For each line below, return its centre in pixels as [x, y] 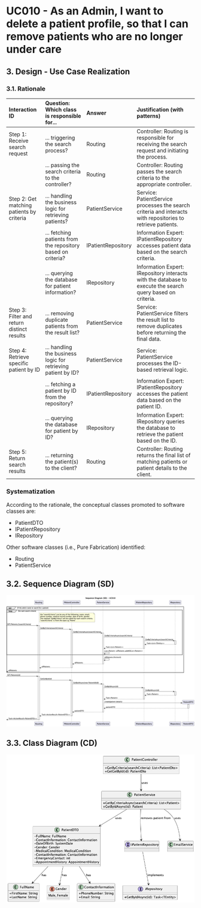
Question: [57, 103]
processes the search [163, 205]
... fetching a [60, 384]
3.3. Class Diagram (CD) [52, 743]
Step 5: [18, 452]
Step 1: [18, 135]
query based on [156, 292]
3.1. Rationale [26, 88]
